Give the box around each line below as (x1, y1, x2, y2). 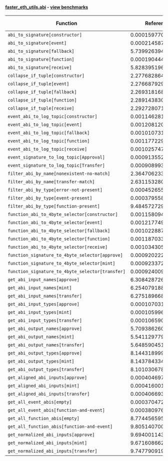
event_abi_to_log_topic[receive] (7, 146, 87, 152)
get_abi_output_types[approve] (7, 351, 82, 356)
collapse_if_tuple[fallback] (7, 89, 77, 95)
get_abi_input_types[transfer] (7, 318, 82, 323)
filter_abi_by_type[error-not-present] (7, 187, 102, 193)
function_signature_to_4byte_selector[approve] (7, 253, 123, 258)
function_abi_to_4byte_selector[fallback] (7, 228, 110, 234)
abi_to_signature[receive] (7, 65, 72, 70)
